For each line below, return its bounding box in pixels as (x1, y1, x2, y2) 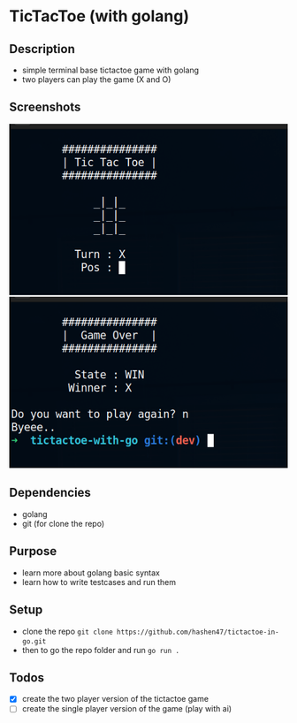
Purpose (9, 544, 57, 559)
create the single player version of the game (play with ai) (21, 704, 232, 714)
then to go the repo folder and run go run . (21, 644, 179, 655)
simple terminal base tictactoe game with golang (21, 65, 200, 75)
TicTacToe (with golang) (9, 6, 190, 27)
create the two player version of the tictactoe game (21, 694, 209, 704)
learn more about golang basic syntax (21, 567, 161, 578)
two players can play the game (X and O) (21, 74, 171, 85)
